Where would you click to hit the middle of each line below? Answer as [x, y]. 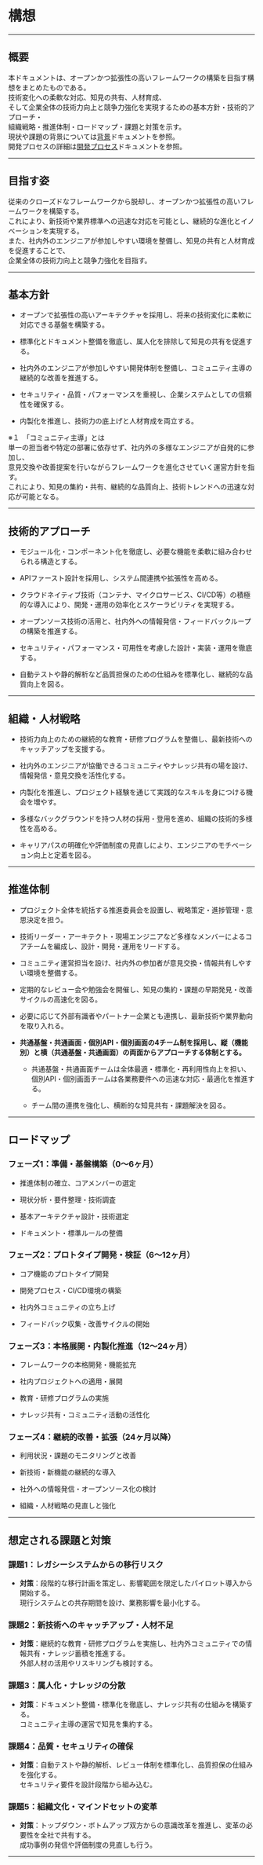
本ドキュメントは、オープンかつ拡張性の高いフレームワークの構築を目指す [128, 77]
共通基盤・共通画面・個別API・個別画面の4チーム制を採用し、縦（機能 [134, 1042]
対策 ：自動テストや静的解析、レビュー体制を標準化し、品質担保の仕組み [136, 1764]
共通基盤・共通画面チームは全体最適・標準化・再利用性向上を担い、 [141, 1068]
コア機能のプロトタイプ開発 [64, 1273]
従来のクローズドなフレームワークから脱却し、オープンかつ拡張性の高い [124, 201]
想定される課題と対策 [59, 1540]
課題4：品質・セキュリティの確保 [71, 1746]
